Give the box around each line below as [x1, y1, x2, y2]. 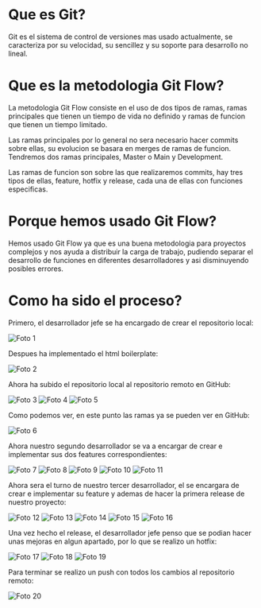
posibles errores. [8, 264, 63, 273]
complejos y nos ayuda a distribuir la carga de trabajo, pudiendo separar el [8, 246, 254, 256]
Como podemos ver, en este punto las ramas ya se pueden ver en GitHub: [8, 410, 250, 420]
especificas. [8, 184, 48, 194]
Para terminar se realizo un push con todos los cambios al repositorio [8, 567, 236, 577]
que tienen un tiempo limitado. [8, 119, 108, 129]
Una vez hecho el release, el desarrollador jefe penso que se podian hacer [8, 528, 251, 537]
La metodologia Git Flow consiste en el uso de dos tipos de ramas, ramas [8, 103, 248, 112]
